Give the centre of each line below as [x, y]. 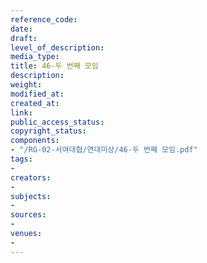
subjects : [31, 196]
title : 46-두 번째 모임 [54, 66]
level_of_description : [57, 47]
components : [35, 141]
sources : [28, 215]
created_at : [35, 103]
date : [21, 29]
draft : [24, 38]
